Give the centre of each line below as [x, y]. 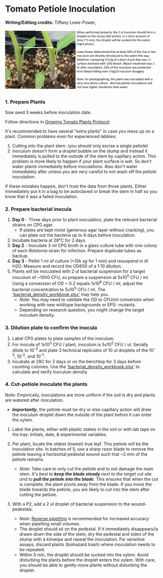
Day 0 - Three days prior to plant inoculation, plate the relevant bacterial [84, 220]
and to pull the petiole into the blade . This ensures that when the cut [89, 479]
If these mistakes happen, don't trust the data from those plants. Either [76, 186]
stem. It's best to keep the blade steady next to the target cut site [85, 474]
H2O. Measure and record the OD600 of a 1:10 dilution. [67, 266]
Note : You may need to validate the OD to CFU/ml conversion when [87, 299]
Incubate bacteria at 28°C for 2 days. [49, 240]
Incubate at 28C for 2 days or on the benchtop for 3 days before [76, 361]
